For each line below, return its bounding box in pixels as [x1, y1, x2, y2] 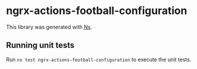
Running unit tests [6, 40, 75, 50]
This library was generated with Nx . [6, 23, 92, 30]
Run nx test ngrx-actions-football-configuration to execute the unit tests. [6, 56, 192, 63]
